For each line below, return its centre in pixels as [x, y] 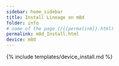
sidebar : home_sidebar [35, 12]
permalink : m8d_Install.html [43, 34]
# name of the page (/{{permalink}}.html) [60, 28]
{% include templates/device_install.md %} [59, 57]
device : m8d [21, 40]
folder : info [23, 23]
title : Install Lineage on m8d [45, 17]
